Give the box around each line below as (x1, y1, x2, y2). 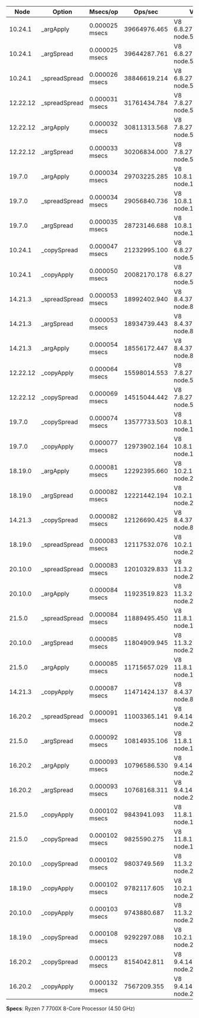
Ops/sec (133, 8, 159, 15)
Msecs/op (89, 8, 118, 15)
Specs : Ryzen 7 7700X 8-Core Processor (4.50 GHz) (6, 1005, 135, 1012)
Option (52, 8, 72, 15)
